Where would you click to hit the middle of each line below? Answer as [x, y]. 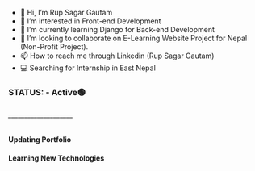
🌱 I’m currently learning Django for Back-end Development [117, 29]
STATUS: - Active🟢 [47, 92]
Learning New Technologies [56, 158]
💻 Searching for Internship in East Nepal [88, 68]
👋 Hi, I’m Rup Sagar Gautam [66, 13]
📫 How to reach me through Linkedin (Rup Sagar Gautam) [117, 56]
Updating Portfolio [40, 140]
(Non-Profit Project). [54, 47]
